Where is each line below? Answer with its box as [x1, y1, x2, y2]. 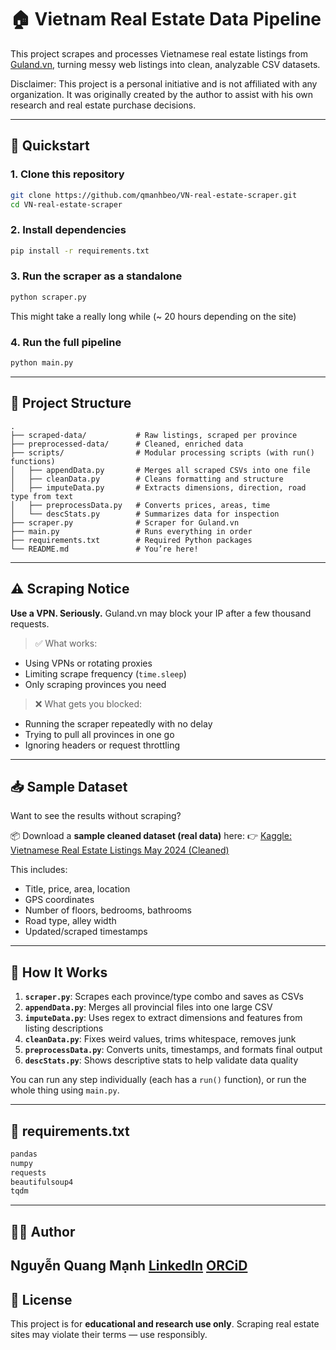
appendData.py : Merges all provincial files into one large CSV [24, 1001, 273, 1013]
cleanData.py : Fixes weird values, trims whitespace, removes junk [24, 1033, 297, 1045]
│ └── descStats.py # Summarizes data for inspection [10, 509, 280, 519]
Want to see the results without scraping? [10, 810, 182, 822]
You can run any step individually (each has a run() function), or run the [10, 1074, 307, 1086]
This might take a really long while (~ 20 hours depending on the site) [10, 310, 297, 322]
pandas [10, 1149, 38, 1159]
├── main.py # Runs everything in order [10, 526, 253, 536]
